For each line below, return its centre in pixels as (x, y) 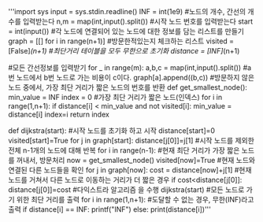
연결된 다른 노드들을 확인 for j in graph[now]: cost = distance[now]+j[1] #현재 (130, 170)
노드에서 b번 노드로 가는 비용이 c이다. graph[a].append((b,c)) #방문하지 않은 (135, 78)
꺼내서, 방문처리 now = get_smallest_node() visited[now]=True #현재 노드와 (136, 160)
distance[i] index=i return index (59, 114)
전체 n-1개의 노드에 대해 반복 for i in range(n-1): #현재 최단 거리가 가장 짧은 (124, 150)
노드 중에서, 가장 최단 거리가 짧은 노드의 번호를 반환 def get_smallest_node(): (128, 87)
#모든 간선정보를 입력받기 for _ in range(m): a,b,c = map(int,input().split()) (125, 68)
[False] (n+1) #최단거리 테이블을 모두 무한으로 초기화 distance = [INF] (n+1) (124, 51)
